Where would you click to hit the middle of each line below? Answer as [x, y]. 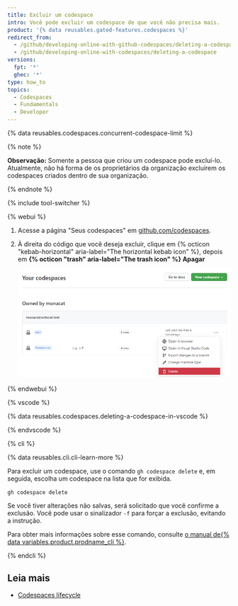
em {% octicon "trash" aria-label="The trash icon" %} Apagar [111, 259]
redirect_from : [30, 38]
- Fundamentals [36, 105]
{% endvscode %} [34, 430]
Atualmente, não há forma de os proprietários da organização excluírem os [117, 168]
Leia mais [29, 578]
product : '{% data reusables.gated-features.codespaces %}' [98, 30]
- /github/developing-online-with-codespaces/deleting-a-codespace [115, 52]
